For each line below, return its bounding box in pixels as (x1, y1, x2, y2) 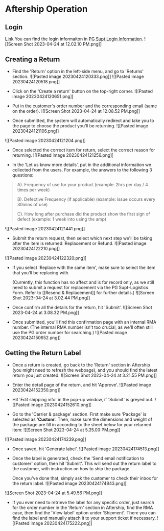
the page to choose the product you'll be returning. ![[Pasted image (12, 122, 148, 128)
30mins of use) (17, 201, 48, 207)
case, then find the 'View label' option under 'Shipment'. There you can (12, 509, 156, 515)
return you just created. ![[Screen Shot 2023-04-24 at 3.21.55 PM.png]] (12, 372, 157, 378)
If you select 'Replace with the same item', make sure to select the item (12, 265, 156, 270)
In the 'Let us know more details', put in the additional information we (12, 162, 152, 168)
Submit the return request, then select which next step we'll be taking (12, 235, 153, 241)
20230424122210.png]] (12, 245, 60, 251)
